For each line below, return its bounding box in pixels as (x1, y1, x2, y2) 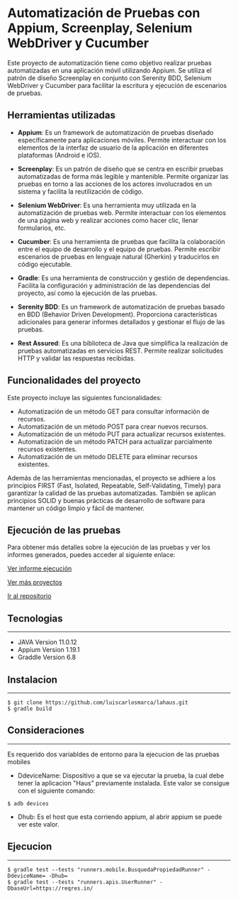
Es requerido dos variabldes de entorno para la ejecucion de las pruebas (7, 750, 220, 759)
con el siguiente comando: (17, 786, 96, 795)
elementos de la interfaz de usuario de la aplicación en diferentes (17, 143, 209, 152)
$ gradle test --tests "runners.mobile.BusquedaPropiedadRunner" (7, 866, 204, 873)
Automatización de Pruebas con (7, 5, 200, 21)
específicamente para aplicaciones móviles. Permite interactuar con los (17, 136, 227, 144)
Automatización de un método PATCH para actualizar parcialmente (17, 437, 212, 446)
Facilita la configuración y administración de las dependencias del (17, 281, 210, 289)
